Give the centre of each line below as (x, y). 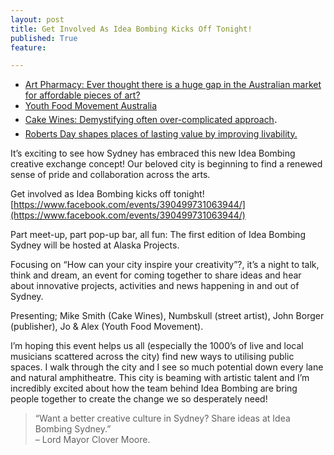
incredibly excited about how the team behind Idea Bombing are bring (154, 388)
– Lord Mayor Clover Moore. (92, 439)
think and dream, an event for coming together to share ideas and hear (156, 275)
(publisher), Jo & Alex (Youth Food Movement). (107, 326)
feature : (28, 47)
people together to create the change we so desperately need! (139, 398)
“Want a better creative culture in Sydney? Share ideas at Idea (162, 418)
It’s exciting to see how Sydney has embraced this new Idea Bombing (153, 153)
